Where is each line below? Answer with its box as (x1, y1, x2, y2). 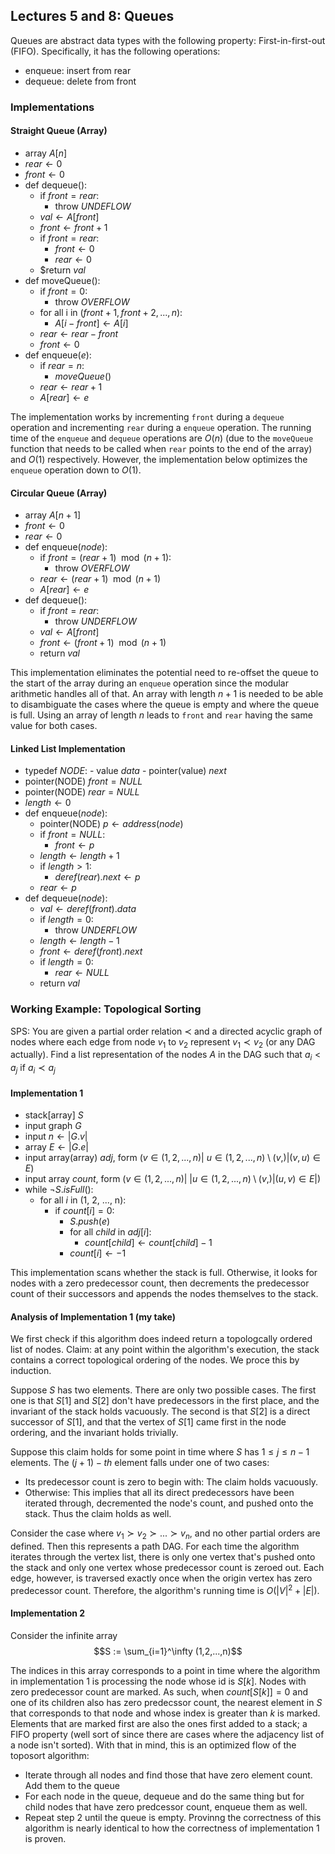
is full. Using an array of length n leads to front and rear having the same (10, 709, 313, 721)
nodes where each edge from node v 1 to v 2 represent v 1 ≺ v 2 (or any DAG (10, 1035, 316, 1050)
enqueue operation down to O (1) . (10, 464, 142, 476)
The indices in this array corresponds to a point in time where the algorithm (10, 1665, 321, 1677)
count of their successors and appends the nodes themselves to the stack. (10, 1288, 319, 1300)
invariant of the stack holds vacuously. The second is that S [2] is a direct (10, 1405, 311, 1418)
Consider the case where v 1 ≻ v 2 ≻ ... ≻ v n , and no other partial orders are (10, 1527, 321, 1542)
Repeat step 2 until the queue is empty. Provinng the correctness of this (24, 1812, 322, 1824)
